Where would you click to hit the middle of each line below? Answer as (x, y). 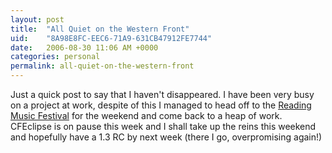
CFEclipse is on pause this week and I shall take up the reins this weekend (163, 126)
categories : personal (55, 57)
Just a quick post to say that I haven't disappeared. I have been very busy (162, 94)
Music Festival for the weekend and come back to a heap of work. (146, 115)
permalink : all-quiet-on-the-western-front (102, 66)
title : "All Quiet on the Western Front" (100, 29)
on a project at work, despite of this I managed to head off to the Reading (161, 105)
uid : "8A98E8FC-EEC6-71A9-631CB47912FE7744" (111, 38)
